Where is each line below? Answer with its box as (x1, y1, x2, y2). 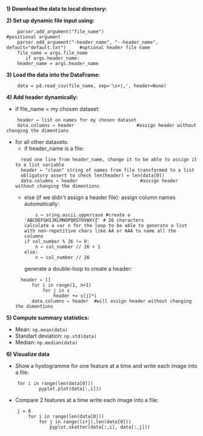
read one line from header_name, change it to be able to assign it (21, 157, 198, 163)
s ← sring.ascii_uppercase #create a (35, 212, 130, 218)
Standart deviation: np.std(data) (15, 332, 97, 339)
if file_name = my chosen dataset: (15, 106, 100, 112)
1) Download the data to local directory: (6, 5, 107, 12)
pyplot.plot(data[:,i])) (38, 386, 102, 392)
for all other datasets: (15, 138, 68, 145)
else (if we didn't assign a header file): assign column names (24, 194, 176, 201)
